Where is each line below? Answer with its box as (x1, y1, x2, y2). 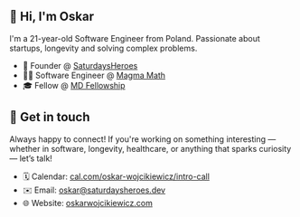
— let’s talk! (9, 153, 52, 164)
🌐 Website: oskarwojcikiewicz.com (22, 197, 154, 208)
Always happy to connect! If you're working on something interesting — (9, 133, 277, 145)
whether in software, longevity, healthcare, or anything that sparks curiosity (9, 143, 292, 154)
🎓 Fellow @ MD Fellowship (22, 80, 126, 90)
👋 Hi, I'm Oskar (9, 9, 95, 24)
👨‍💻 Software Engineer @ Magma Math (22, 70, 165, 80)
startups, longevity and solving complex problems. (9, 42, 198, 53)
